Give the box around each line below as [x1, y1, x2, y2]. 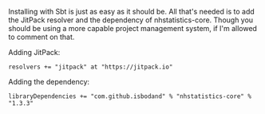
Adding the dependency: [8, 77, 90, 86]
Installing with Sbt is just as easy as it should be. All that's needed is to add [8, 7, 255, 16]
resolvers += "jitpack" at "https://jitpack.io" [8, 63, 173, 71]
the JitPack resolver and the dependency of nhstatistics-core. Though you [8, 15, 254, 25]
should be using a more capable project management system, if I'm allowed [8, 24, 258, 33]
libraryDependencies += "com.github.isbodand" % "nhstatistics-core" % [8, 92, 251, 100]
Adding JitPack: [8, 48, 61, 57]
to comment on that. [8, 32, 75, 41]
